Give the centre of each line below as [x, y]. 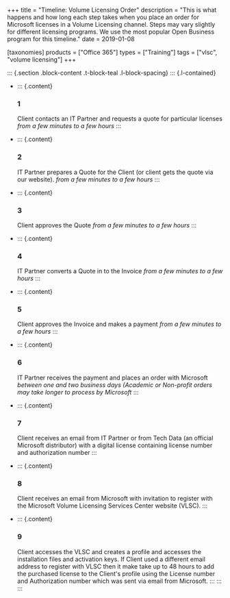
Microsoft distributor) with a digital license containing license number [115, 445]
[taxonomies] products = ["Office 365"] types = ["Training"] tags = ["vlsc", [112, 52]
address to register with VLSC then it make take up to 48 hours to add [115, 566]
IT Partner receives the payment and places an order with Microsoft [112, 377]
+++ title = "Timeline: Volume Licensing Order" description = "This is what [112, 10]
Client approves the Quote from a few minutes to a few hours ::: [107, 225]
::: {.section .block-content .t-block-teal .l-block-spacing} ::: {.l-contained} [112, 73]
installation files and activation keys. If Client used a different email [111, 559]
